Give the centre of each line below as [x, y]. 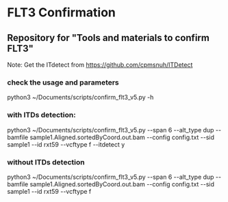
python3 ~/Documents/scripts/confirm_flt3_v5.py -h [80, 98]
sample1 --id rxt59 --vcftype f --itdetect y [66, 144]
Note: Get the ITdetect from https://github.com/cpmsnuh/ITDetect [100, 65]
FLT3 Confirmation [62, 13]
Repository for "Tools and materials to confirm [109, 38]
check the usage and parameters [63, 82]
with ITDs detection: [42, 115]
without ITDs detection [46, 162]
